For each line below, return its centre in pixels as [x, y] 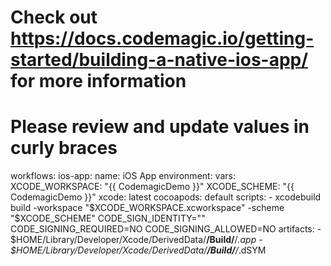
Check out [54, 17]
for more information [98, 81]
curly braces [64, 148]
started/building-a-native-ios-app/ [159, 60]
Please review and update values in [160, 127]
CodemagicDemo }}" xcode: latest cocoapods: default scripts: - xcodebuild [166, 197]
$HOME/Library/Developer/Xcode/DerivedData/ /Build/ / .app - [136, 240]
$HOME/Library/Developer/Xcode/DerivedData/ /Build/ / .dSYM [138, 250]
